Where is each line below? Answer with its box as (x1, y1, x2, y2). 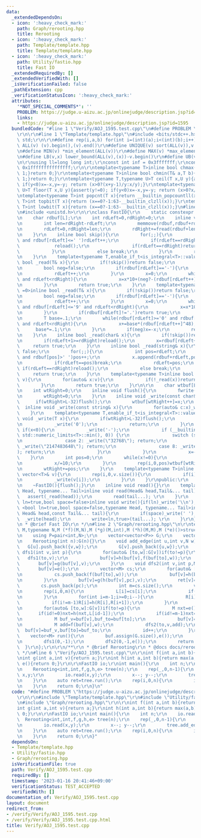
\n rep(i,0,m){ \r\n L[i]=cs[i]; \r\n (17, 588, 157, 594)
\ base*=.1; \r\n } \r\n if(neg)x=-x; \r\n (17, 326, 170, 333)
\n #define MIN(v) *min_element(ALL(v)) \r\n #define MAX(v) (17, 148, 165, 154)
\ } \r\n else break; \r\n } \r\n (17, 248, 172, 255)
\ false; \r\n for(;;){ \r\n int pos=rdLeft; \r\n (17, 349, 186, 355)
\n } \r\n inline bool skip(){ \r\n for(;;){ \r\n (17, 231, 172, 237)
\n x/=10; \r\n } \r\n (17, 460, 117, 466)
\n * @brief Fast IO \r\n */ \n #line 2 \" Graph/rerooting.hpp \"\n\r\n (17, 522, 191, 527)
